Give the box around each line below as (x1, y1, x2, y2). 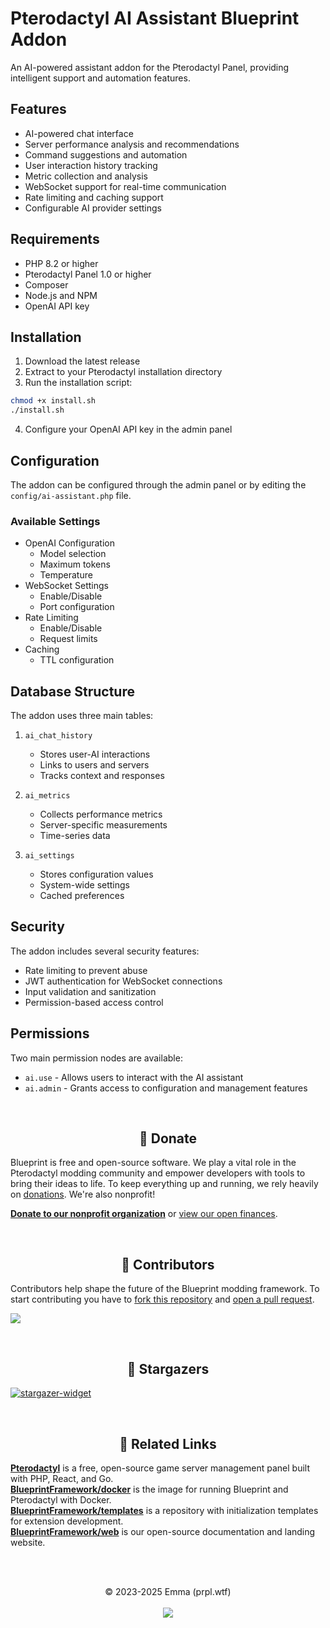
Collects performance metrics (39, 808, 163, 821)
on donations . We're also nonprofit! (10, 1188, 156, 1201)
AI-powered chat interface (24, 127, 134, 139)
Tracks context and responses (39, 770, 165, 782)
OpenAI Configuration (24, 537, 115, 549)
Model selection (39, 548, 107, 560)
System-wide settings (39, 879, 131, 891)
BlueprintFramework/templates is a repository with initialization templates (10, 1504, 319, 1516)
